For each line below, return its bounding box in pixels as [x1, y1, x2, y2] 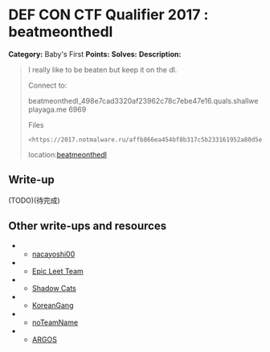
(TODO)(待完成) [8, 195, 60, 205]
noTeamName [31, 317, 79, 327]
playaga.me [27, 104, 67, 114]
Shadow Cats [31, 283, 76, 293]
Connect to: [27, 80, 67, 90]
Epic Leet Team [31, 266, 84, 276]
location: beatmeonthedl [27, 149, 107, 159]
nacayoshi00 [31, 249, 76, 259]
